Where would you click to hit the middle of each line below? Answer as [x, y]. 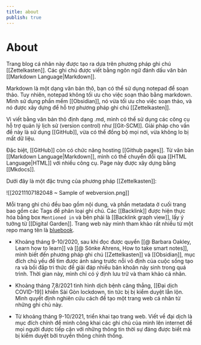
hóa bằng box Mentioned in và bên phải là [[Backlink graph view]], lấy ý [95, 217]
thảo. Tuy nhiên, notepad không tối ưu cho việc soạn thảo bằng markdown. [99, 95]
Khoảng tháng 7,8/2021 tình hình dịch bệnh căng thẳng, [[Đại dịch [96, 286]
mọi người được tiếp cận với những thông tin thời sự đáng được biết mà [103, 329]
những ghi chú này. [39, 305]
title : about [23, 12]
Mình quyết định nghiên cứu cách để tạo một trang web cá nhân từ [98, 299]
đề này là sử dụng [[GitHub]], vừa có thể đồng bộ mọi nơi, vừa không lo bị [97, 132]
